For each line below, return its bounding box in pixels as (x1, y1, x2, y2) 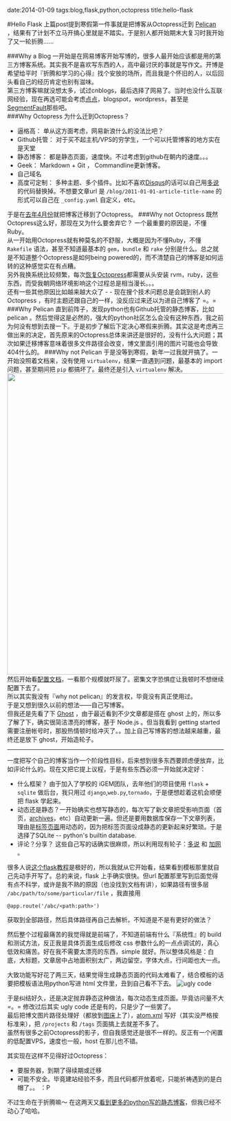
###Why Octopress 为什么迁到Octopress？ (7, 112, 130, 120)
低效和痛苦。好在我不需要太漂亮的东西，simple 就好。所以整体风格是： (7, 947, 208, 956)
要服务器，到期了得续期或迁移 (16, 1067, 102, 1074)
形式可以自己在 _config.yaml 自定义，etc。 (16, 196, 140, 204)
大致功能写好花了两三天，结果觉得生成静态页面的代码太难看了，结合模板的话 (7, 971, 224, 978)
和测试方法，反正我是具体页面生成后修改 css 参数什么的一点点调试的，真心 (7, 939, 219, 947)
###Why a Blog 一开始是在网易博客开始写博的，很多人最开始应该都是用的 (7, 52, 215, 60)
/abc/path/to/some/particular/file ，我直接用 (7, 889, 141, 897)
